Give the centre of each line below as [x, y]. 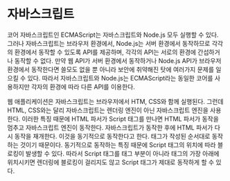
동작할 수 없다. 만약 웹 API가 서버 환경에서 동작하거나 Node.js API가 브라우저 [118, 60]
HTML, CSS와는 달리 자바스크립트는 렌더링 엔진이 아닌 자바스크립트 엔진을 [108, 110]
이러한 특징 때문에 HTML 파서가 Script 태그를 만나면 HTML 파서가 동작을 [121, 119]
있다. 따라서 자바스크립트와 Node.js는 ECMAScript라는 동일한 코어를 [120, 78]
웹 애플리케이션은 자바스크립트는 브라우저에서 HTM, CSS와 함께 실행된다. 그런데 [115, 101]
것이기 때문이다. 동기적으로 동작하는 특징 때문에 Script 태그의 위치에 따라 [118, 145]
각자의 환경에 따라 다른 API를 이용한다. [83, 87]
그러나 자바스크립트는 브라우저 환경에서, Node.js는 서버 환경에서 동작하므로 [109, 43]
